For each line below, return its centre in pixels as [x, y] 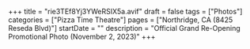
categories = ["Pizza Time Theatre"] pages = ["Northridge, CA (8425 [121, 20]
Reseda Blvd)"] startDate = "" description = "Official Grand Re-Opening [125, 28]
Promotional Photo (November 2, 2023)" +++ [82, 36]
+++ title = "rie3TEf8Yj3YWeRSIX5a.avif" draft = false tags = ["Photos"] [125, 11]
